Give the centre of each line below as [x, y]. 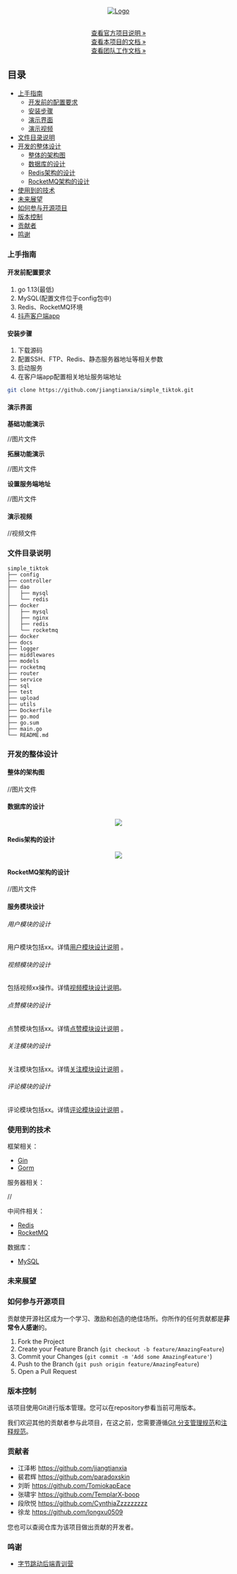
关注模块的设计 [29, 1046]
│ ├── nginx [28, 618]
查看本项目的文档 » [119, 42]
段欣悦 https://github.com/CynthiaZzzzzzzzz [83, 1503]
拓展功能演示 [26, 454]
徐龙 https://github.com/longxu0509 [70, 1512]
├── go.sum [23, 723]
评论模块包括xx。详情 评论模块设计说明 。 [67, 1110]
